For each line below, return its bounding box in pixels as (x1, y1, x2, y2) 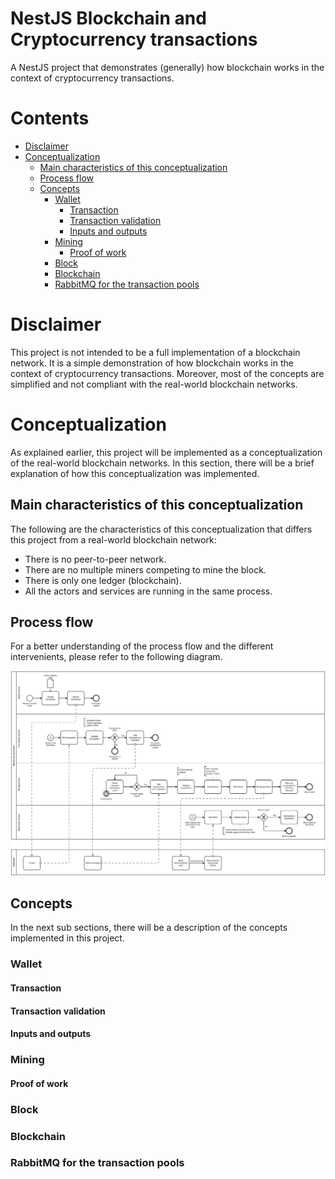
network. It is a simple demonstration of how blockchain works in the (10, 357, 294, 369)
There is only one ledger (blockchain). (24, 574, 182, 586)
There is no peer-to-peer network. (24, 553, 167, 565)
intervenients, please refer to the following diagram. (10, 651, 223, 663)
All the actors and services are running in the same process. (24, 585, 273, 597)
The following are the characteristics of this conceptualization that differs (10, 523, 313, 535)
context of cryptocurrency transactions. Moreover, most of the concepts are (10, 367, 325, 379)
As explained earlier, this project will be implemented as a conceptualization (10, 446, 323, 458)
